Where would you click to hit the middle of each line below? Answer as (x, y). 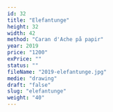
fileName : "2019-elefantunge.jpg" (57, 72)
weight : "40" (26, 98)
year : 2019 (23, 46)
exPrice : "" (24, 59)
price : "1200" (28, 53)
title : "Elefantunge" (38, 20)
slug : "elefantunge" (37, 91)
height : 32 (23, 26)
